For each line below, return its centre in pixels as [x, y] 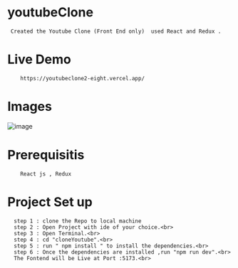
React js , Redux [46, 174]
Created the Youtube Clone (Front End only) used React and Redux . [116, 31]
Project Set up [50, 202]
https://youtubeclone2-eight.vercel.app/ [82, 78]
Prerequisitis [46, 155]
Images [30, 107]
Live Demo [39, 59]
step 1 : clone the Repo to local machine [78, 221]
